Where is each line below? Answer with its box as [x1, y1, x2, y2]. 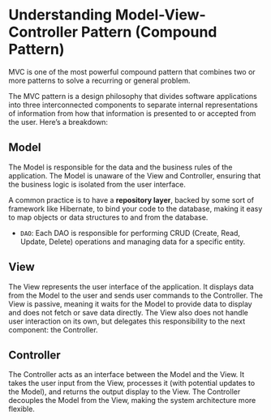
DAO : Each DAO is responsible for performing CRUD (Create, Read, [19, 228, 241, 238]
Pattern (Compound [80, 23, 217, 41]
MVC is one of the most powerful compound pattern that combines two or [8, 66, 256, 76]
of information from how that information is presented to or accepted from [8, 108, 256, 118]
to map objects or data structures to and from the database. [8, 212, 209, 222]
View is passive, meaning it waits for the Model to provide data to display [8, 298, 253, 309]
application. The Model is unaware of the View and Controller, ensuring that [8, 170, 261, 180]
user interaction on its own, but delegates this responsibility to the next [8, 316, 246, 326]
